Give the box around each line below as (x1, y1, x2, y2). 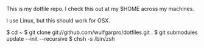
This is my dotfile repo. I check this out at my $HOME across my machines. (6, 5, 195, 12)
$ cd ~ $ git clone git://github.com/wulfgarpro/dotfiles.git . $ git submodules (6, 29, 198, 36)
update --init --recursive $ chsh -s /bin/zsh (6, 35, 115, 42)
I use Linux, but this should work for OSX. (6, 17, 111, 24)
